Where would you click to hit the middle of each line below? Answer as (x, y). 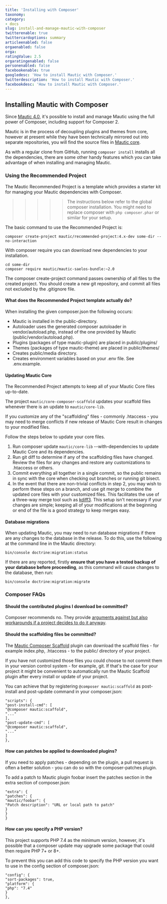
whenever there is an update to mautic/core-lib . (55, 407)
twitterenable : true (27, 33)
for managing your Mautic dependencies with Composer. (64, 192)
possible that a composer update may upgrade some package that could (80, 846)
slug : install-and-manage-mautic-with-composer (56, 29)
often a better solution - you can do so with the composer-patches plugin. (81, 767)
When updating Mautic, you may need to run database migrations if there (80, 533)
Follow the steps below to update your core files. (55, 437)
